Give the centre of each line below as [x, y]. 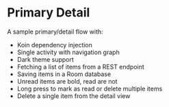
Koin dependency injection [54, 45]
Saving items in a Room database [64, 74]
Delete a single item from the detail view [74, 96]
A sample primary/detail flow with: [55, 32]
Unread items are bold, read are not [67, 81]
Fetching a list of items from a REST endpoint [81, 67]
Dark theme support [45, 59]
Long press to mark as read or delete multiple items [90, 88]
